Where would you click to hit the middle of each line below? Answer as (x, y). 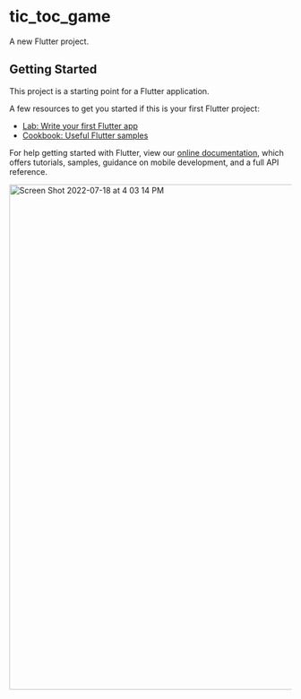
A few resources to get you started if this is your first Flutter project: (134, 108)
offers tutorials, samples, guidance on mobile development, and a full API (144, 162)
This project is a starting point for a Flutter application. (109, 91)
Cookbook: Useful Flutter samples (85, 135)
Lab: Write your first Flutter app (80, 125)
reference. (28, 171)
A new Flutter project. (49, 41)
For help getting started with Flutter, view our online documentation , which (147, 152)
